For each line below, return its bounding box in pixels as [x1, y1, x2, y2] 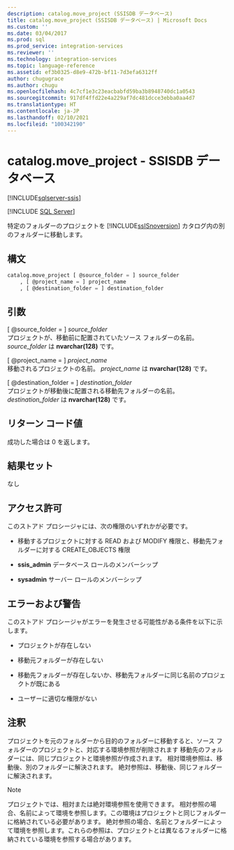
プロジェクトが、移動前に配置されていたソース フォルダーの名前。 [7, 333, 198, 342]
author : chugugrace [7, 75, 64, 82]
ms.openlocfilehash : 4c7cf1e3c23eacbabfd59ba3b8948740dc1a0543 [7, 88, 196, 95]
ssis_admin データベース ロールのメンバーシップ [17, 560, 159, 569]
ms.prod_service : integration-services [7, 43, 124, 50]
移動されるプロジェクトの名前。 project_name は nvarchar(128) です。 [7, 364, 212, 372]
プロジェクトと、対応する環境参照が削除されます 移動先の [37, 745, 205, 754]
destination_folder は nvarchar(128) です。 [7, 395, 131, 404]
